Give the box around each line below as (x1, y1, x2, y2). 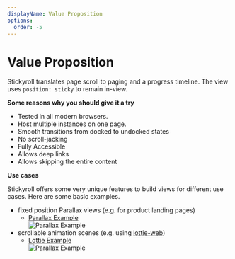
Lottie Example (28, 236, 72, 245)
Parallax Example (28, 214, 79, 222)
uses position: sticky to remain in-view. (7, 85, 128, 93)
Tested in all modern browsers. (17, 113, 108, 121)
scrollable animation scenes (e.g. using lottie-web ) (17, 229, 166, 237)
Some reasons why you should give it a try (7, 98, 134, 107)
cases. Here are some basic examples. (7, 192, 120, 201)
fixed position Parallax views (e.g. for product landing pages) (17, 206, 196, 214)
